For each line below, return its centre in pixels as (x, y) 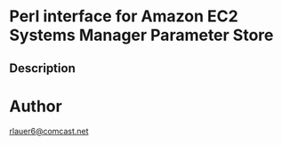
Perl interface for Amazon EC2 (124, 16)
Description (42, 68)
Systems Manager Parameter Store (141, 35)
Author (36, 106)
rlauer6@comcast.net (49, 131)
